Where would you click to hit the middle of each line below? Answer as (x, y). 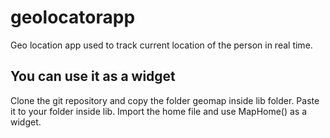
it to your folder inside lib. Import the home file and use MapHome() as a (159, 111)
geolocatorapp (73, 17)
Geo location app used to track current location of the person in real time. (161, 45)
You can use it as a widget (93, 76)
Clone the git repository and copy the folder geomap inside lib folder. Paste (165, 100)
